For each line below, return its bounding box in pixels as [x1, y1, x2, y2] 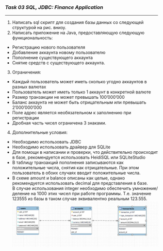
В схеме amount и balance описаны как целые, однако [12, 175, 125, 181]
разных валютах [12, 84, 47, 90]
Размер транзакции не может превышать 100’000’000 [12, 94, 125, 100]
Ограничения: [12, 70, 41, 75]
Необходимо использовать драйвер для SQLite [12, 144, 111, 150]
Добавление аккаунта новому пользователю [12, 50, 106, 55]
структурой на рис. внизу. [12, 25, 66, 31]
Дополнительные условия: [12, 129, 68, 135]
